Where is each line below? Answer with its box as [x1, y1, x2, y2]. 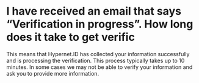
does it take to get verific [6, 31, 136, 44]
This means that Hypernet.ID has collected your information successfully [6, 50, 190, 57]
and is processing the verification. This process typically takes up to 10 [6, 57, 185, 64]
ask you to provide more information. [6, 70, 99, 77]
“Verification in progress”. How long [6, 17, 194, 31]
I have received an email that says [6, 4, 182, 18]
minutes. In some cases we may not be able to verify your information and [6, 63, 193, 71]
